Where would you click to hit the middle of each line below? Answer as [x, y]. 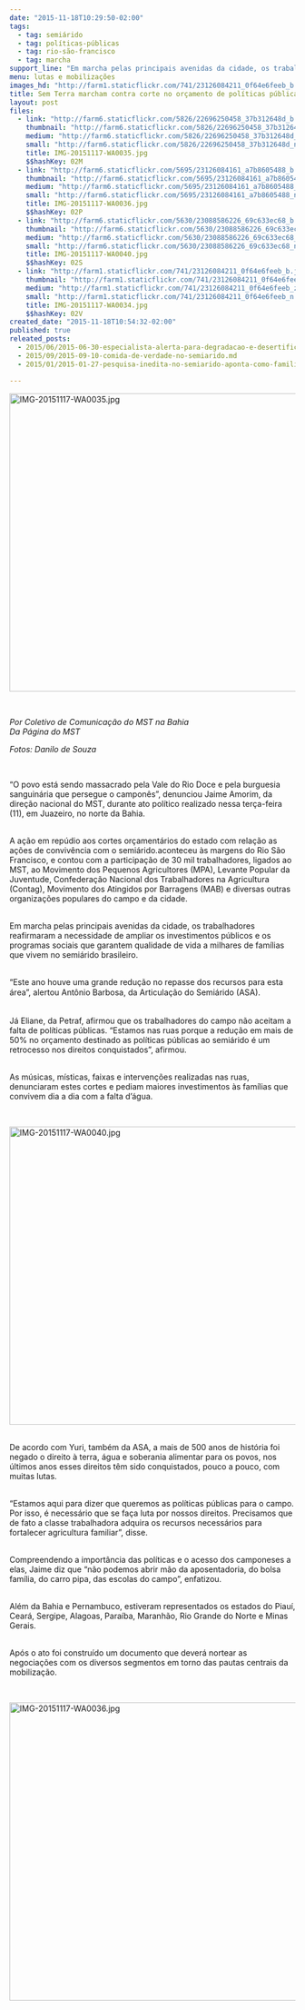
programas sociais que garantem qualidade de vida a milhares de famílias [147, 945]
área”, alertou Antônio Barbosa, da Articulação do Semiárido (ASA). [135, 992]
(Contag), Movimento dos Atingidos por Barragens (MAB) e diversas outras [150, 889]
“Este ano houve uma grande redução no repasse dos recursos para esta [147, 981]
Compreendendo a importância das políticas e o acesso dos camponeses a [150, 1560]
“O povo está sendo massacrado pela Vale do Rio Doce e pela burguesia [145, 784]
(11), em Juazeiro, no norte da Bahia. [77, 813]
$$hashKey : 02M [54, 161]
